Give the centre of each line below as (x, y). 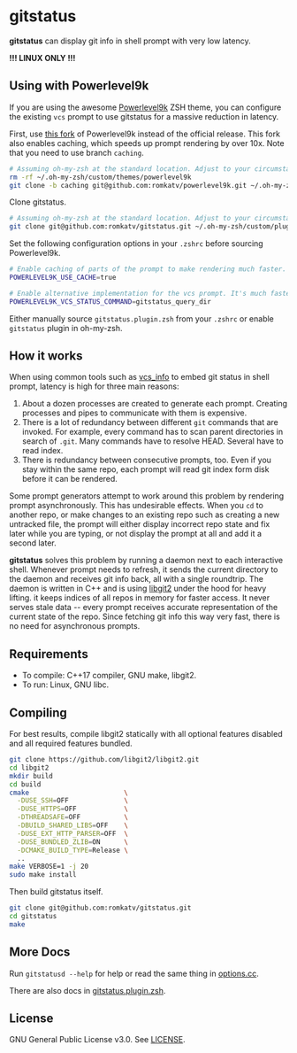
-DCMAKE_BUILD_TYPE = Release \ (72, 850)
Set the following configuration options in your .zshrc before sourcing (136, 244)
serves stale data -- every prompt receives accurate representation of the (144, 608)
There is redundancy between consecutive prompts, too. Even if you (147, 460)
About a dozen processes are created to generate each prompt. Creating (155, 404)
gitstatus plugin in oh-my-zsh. (66, 328)
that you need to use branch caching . (76, 152)
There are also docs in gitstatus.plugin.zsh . (88, 990)
